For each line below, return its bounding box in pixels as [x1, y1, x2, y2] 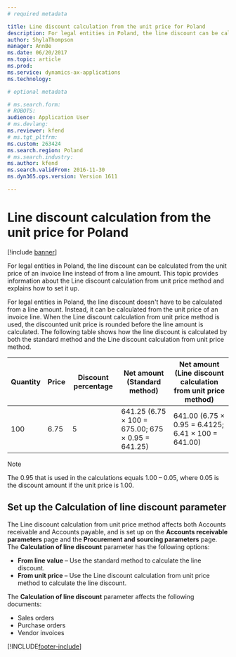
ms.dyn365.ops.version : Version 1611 [7, 173, 118, 180]
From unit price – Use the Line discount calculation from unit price [17, 571, 210, 579]
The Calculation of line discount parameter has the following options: [7, 542, 210, 551]
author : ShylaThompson [7, 36, 74, 43]
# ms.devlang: [7, 121, 49, 128]
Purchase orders [17, 621, 66, 630]
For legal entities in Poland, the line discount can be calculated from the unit [7, 262, 227, 270]
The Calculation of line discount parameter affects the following [7, 592, 195, 601]
